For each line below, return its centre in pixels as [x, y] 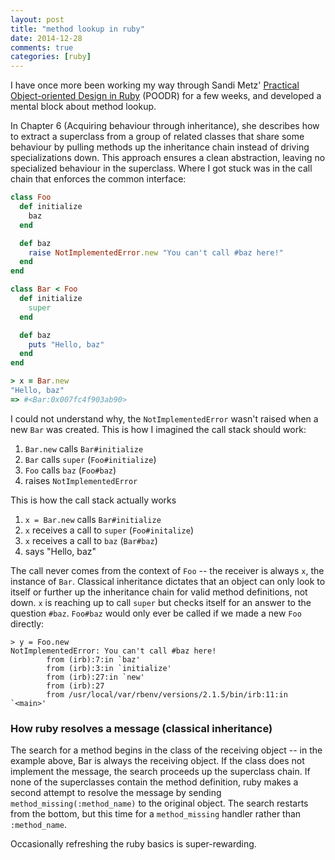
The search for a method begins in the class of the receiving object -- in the [166, 750]
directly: [27, 623]
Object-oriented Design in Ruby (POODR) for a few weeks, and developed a [166, 96]
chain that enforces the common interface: [98, 179]
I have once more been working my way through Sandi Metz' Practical [155, 85]
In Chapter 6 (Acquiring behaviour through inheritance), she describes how [165, 126]
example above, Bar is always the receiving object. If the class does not [157, 761]
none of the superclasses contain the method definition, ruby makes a [154, 782]
